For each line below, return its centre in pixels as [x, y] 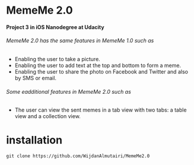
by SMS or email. [36, 78]
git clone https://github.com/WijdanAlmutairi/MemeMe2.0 [78, 156]
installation [34, 140]
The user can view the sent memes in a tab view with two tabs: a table [101, 110]
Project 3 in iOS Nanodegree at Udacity [55, 27]
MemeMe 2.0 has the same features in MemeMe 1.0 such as [80, 41]
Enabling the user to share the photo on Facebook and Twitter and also [101, 71]
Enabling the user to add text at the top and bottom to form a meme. [98, 65]
